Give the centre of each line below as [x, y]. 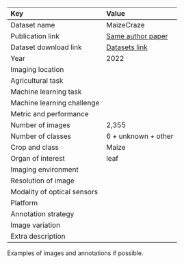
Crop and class [35, 147]
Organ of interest [38, 158]
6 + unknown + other [140, 136]
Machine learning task [46, 92]
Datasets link [127, 47]
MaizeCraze [125, 25]
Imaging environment [44, 169]
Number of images [40, 125]
